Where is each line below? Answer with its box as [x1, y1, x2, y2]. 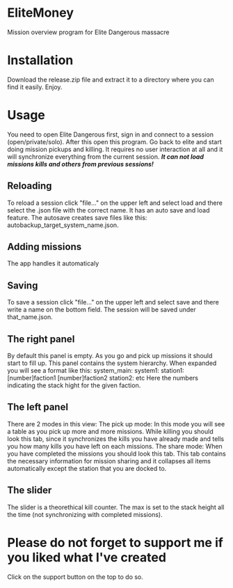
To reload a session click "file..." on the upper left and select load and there [7, 199, 223, 207]
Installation [7, 52, 74, 68]
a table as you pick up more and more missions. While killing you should [7, 427, 214, 435]
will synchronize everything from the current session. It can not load [7, 152, 204, 161]
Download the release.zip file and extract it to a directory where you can [7, 75, 214, 84]
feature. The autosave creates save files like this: [7, 213, 147, 222]
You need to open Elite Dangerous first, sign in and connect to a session [7, 130, 214, 139]
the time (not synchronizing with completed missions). [7, 510, 163, 518]
